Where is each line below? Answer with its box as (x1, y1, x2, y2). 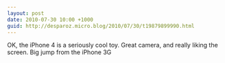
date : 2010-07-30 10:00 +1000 (7, 16, 94, 23)
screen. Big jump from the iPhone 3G (7, 48, 112, 56)
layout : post (7, 9, 45, 17)
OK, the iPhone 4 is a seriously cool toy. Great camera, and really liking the (7, 41, 218, 49)
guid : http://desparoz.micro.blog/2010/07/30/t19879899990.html (7, 22, 195, 29)
